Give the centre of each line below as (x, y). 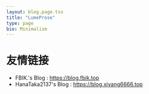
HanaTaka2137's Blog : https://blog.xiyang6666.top (79, 84)
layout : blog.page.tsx (35, 12)
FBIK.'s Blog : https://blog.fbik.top (57, 78)
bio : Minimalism (27, 29)
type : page (20, 23)
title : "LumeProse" (31, 18)
